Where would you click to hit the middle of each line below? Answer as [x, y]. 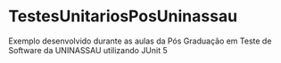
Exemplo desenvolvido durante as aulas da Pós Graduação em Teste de [140, 41]
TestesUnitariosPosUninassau [123, 16]
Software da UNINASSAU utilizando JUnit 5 [88, 50]
